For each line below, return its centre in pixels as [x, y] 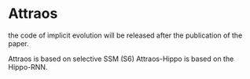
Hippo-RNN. [28, 66]
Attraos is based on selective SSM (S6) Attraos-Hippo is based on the [121, 59]
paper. [18, 43]
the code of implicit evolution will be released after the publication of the [125, 35]
